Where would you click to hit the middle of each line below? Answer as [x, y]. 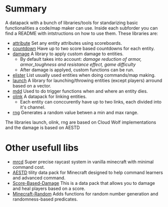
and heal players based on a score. [49, 188]
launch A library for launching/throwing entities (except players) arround [87, 80]
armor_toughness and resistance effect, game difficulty [78, 64]
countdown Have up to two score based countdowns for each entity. [83, 48]
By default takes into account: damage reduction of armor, [81, 59]
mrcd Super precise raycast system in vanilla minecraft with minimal [83, 162]
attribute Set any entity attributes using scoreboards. [67, 43]
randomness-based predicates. [45, 199]
